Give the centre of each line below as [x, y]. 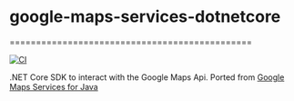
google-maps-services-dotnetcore [145, 17]
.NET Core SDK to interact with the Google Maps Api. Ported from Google [147, 77]
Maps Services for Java [54, 86]
